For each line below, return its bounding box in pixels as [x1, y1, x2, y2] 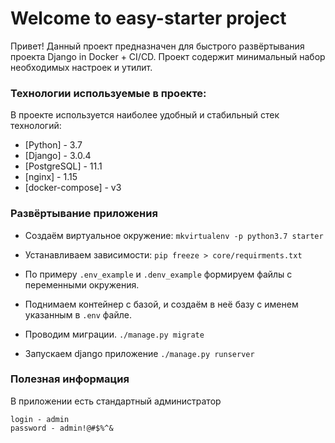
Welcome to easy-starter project [10, 7, 287, 30]
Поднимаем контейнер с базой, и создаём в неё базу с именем [24, 298, 299, 310]
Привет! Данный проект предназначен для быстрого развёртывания [10, 40, 305, 52]
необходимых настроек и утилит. [10, 61, 153, 73]
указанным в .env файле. [24, 308, 132, 321]
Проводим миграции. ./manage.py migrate [24, 328, 205, 340]
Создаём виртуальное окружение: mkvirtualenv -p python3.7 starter [24, 229, 324, 241]
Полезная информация [10, 372, 130, 386]
